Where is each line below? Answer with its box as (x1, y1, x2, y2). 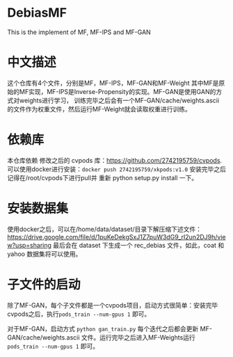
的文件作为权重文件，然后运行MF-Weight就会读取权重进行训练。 (7, 104, 191, 113)
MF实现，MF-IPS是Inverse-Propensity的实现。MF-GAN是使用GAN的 (19, 87, 216, 95)
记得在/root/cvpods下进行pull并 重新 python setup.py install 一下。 (7, 173, 198, 182)
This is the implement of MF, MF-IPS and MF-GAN (7, 28, 151, 36)
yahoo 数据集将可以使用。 (7, 249, 82, 258)
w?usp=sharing (7, 241, 52, 249)
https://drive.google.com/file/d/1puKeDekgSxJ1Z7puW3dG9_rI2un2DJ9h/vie (7, 232, 226, 241)
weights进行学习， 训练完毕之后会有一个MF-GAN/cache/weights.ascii (19, 96, 220, 104)
